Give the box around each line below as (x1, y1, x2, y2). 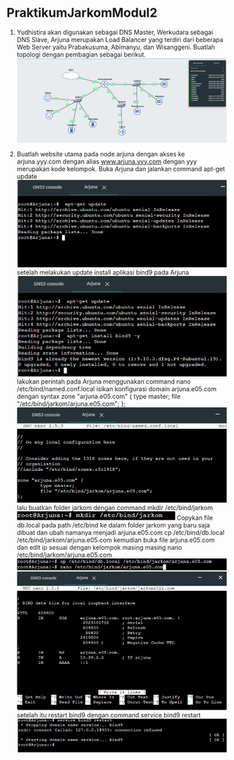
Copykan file (176, 513, 214, 522)
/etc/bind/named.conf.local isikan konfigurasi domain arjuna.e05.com (16, 384, 217, 393)
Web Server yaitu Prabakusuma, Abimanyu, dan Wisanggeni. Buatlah (16, 43, 216, 51)
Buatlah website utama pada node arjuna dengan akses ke (16, 149, 186, 158)
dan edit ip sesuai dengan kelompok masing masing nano (16, 543, 182, 552)
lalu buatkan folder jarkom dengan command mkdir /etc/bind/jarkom (16, 504, 214, 512)
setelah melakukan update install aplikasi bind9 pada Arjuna (16, 268, 189, 277)
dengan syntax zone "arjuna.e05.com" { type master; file (16, 392, 181, 400)
